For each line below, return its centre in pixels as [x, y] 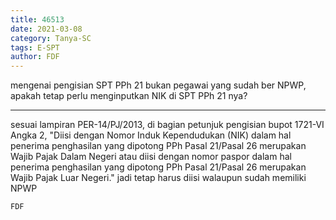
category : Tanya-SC [51, 38]
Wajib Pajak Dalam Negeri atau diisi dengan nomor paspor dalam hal [151, 157]
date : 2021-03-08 [46, 29]
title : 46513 [37, 19]
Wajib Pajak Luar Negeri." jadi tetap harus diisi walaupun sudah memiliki [158, 178]
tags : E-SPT [35, 47]
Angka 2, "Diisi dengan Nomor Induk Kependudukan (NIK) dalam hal [151, 135]
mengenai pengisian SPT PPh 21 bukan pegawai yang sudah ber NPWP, [158, 85]
